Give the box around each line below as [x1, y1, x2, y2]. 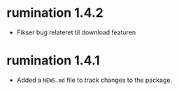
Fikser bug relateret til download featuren [16, 28, 136, 36]
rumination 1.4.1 [6, 52, 101, 69]
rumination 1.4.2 [6, 5, 104, 21]
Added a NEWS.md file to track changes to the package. [16, 76, 173, 84]
